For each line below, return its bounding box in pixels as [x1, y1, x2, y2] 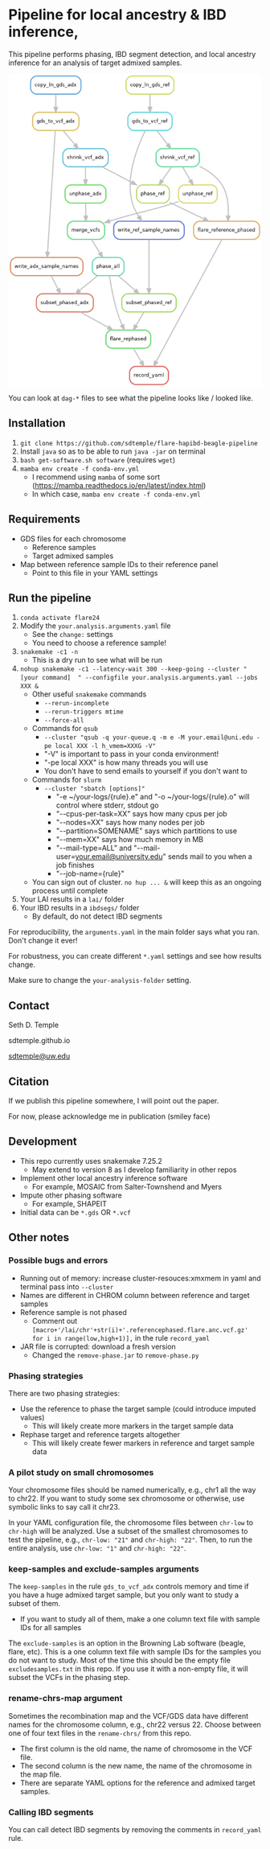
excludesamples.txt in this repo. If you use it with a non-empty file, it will [8, 1664, 248, 1674]
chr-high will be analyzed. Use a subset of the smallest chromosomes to [8, 1526, 248, 1536]
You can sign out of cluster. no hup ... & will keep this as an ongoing [31, 877, 262, 887]
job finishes [55, 861, 95, 870]
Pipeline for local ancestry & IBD [8, 6, 227, 24]
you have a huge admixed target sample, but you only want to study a [8, 1590, 239, 1600]
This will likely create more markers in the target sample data [31, 1421, 234, 1431]
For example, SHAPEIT [31, 1198, 107, 1208]
